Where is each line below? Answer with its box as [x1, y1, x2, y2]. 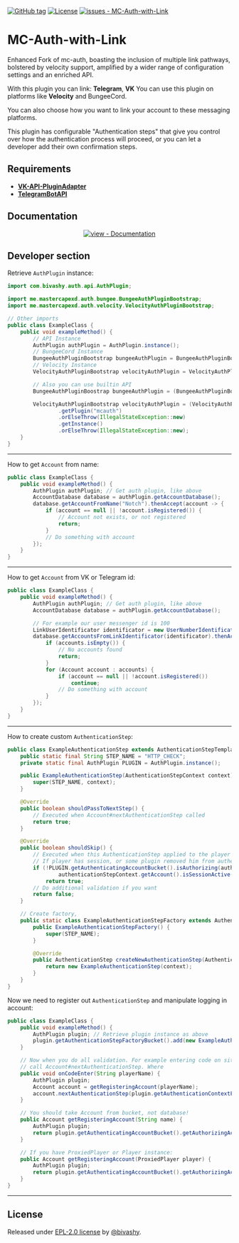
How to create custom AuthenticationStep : [7, 732, 134, 740]
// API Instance [33, 335, 81, 342]
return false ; [33, 891, 75, 898]
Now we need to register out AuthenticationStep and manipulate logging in [7, 996, 228, 1005]
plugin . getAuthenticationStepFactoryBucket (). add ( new [33, 1037, 196, 1045]
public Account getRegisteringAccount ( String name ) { [20, 1116, 183, 1124]
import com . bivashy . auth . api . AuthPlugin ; [7, 283, 132, 290]
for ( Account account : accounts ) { [45, 666, 154, 673]
